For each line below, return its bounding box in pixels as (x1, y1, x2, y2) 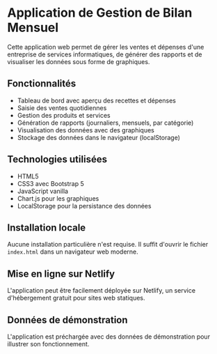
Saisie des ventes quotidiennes (17, 103, 107, 112)
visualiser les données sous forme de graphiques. (7, 57, 150, 66)
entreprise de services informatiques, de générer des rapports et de (7, 50, 202, 59)
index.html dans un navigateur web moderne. (7, 247, 139, 256)
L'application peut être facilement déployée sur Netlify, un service (7, 286, 196, 295)
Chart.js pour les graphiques (17, 194, 99, 203)
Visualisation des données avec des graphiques (17, 125, 154, 134)
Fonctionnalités (7, 78, 77, 90)
